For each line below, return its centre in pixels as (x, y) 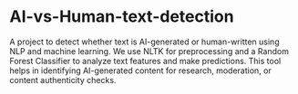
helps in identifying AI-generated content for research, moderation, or (140, 70)
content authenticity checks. (63, 80)
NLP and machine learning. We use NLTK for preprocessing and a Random (149, 51)
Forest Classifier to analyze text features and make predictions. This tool (145, 61)
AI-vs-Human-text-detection (122, 17)
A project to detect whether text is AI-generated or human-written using (144, 42)
